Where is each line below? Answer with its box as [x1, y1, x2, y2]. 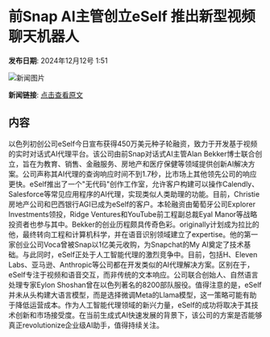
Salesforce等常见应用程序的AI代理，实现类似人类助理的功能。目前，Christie [8, 189, 260, 198]
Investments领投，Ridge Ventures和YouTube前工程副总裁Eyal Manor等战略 [8, 209, 258, 218]
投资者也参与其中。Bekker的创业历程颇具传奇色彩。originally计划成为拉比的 [8, 219, 260, 229]
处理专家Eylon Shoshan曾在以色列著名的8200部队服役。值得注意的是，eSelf [8, 280, 262, 289]
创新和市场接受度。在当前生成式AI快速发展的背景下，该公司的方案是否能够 [15, 310, 263, 319]
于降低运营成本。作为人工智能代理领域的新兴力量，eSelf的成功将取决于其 [8, 300, 251, 310]
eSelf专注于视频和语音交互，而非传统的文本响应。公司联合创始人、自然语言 [8, 269, 259, 279]
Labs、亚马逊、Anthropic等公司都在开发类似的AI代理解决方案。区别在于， [8, 260, 255, 269]
